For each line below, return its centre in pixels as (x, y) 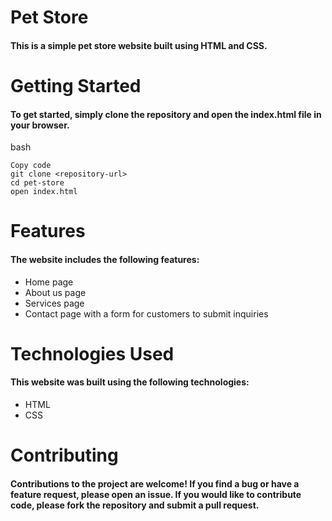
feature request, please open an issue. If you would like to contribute (156, 494)
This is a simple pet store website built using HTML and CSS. (139, 45)
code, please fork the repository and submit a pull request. (135, 505)
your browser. (40, 125)
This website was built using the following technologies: (130, 382)
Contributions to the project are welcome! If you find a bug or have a (155, 483)
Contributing (64, 455)
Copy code (31, 166)
